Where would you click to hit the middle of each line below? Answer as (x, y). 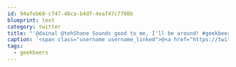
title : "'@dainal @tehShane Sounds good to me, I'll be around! (103, 33)
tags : (15, 46)
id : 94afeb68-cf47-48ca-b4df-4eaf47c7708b (70, 14)
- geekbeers (31, 53)
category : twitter (34, 27)
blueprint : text (31, 20)
